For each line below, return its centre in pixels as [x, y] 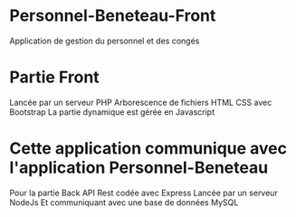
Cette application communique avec [148, 149]
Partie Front [54, 77]
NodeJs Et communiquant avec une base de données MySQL [124, 202]
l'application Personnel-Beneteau [139, 168]
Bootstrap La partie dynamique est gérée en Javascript [112, 112]
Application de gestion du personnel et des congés [105, 41]
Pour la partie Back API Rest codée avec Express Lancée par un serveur [143, 193]
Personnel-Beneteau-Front [113, 16]
